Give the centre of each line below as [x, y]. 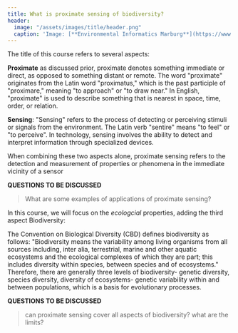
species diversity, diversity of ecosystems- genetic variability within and [113, 280]
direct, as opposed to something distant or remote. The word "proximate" [115, 76]
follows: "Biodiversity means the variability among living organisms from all [118, 242]
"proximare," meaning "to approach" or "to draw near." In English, [104, 91]
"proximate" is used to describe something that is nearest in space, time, [114, 98]
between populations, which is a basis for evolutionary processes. [104, 287]
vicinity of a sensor [36, 171]
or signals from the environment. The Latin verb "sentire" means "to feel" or [119, 127]
